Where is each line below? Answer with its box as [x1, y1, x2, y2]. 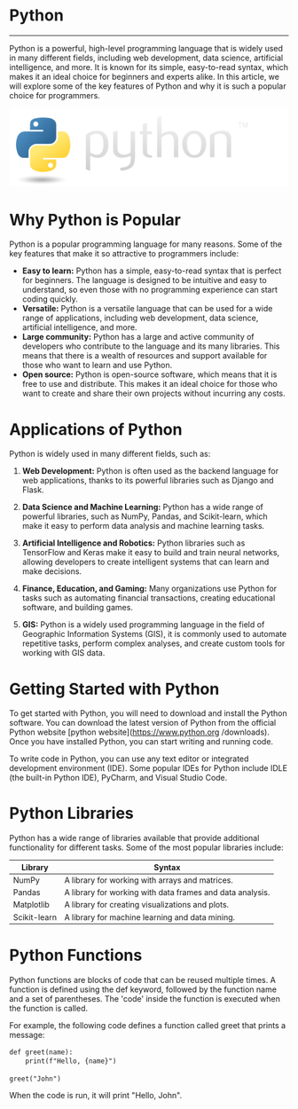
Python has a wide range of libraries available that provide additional [9, 833, 260, 844]
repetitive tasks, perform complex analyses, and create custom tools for [21, 638, 286, 649]
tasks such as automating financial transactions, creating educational [21, 593, 276, 603]
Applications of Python [9, 419, 183, 439]
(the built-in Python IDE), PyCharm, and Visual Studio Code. [9, 773, 228, 783]
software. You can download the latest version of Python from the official [9, 718, 277, 728]
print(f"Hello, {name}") [25, 1057, 117, 1066]
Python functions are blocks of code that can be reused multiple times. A [9, 975, 277, 986]
